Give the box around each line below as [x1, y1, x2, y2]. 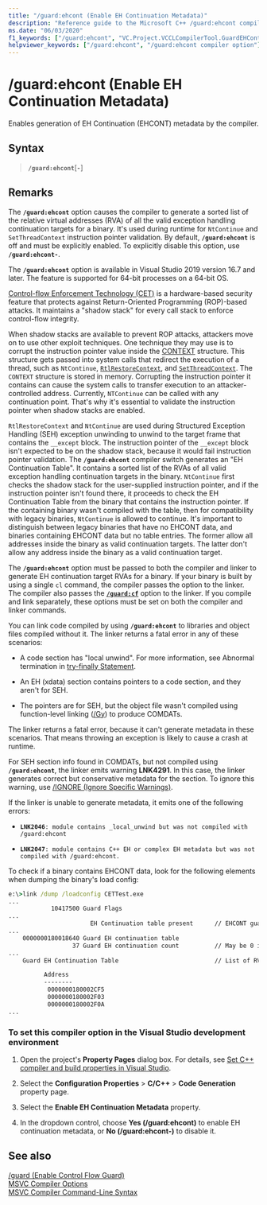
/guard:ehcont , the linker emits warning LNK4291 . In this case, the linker [8, 765, 246, 775]
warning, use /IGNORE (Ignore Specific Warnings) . [8, 782, 173, 791]
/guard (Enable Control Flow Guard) [8, 1170, 125, 1180]
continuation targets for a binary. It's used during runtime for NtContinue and [8, 224, 258, 233]
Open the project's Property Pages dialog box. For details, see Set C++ [19, 1055, 254, 1064]
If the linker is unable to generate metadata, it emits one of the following [8, 797, 244, 807]
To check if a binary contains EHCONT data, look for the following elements [8, 866, 256, 876]
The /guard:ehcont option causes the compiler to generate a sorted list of [8, 207, 249, 216]
